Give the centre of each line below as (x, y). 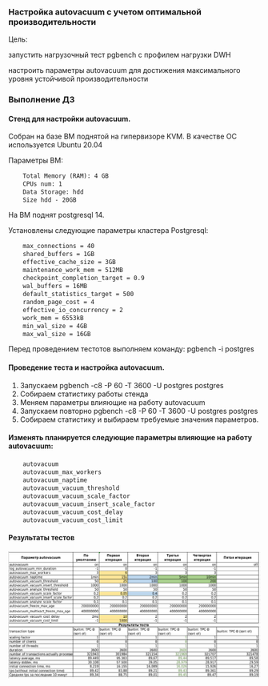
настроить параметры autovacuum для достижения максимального (124, 70)
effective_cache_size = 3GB (69, 263)
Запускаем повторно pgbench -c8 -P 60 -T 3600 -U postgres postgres (139, 411)
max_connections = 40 (58, 247)
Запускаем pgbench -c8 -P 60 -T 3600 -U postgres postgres (122, 385)
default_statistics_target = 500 (78, 295)
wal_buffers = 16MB (55, 287)
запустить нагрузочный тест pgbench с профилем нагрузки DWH (120, 55)
